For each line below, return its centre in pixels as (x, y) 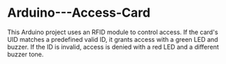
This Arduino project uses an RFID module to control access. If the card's (113, 32)
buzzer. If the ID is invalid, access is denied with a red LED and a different (113, 47)
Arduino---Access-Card (79, 13)
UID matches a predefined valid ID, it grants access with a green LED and (113, 39)
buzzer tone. (26, 54)
